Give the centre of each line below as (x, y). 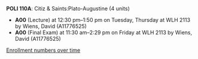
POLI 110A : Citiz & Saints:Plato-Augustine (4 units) (68, 9)
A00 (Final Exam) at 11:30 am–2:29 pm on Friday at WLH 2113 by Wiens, (103, 32)
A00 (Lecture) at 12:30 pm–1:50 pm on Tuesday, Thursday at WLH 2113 (102, 20)
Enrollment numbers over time (43, 50)
